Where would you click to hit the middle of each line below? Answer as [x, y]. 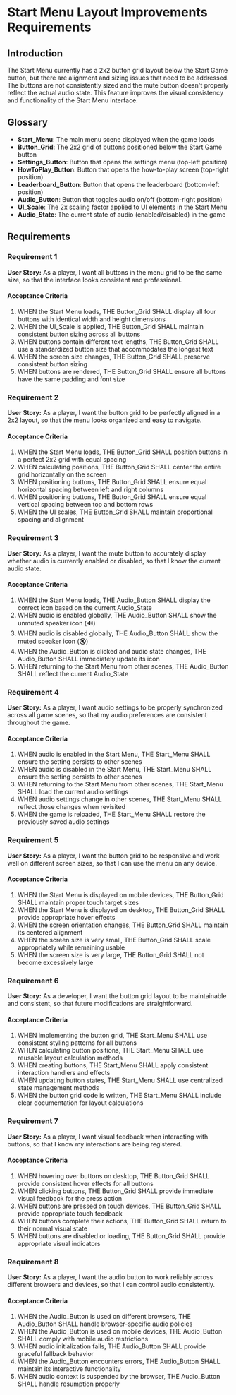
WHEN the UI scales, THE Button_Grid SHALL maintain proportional [115, 512]
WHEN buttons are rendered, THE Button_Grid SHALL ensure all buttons [122, 371]
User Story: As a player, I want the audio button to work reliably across [110, 1277]
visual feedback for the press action [70, 1198]
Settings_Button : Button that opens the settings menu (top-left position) [122, 162]
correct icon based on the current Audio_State [85, 607]
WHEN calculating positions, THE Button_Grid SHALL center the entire [119, 467]
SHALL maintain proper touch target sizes [78, 902]
